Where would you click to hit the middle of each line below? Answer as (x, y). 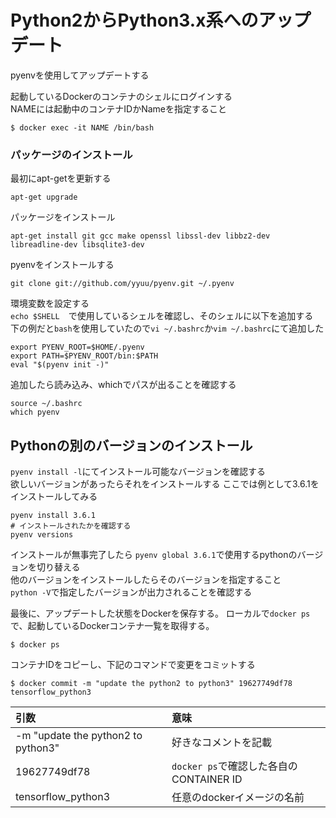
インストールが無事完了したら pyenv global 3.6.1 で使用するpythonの (154, 555)
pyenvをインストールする (62, 265)
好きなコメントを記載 (222, 743)
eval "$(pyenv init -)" (60, 365)
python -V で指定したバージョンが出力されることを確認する (131, 592)
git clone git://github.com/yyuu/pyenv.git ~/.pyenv (122, 284)
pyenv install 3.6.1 (53, 516)
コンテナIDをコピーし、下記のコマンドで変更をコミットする (133, 665)
